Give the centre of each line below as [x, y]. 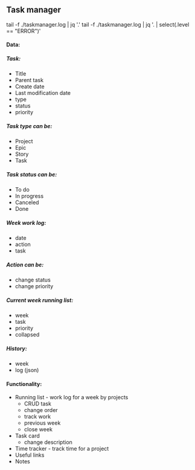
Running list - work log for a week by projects [72, 398]
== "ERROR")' [24, 31]
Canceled [27, 202]
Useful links [30, 455]
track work [37, 417]
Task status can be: [32, 174]
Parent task [29, 80]
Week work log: [26, 222]
